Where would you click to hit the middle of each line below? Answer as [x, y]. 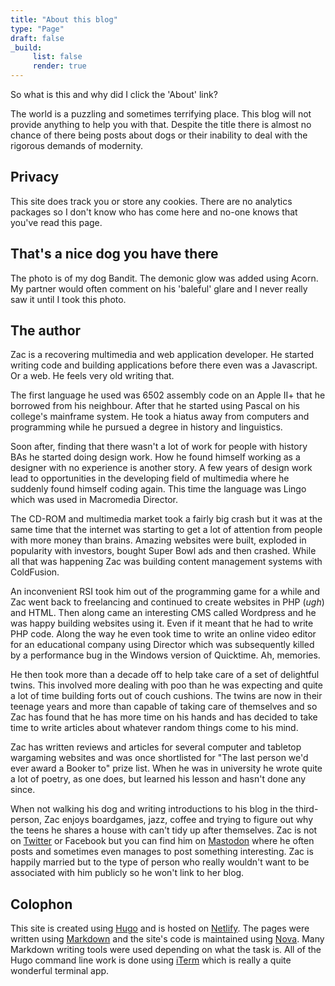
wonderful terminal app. [60, 971]
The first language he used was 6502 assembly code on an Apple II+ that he [168, 395]
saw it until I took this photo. [68, 299]
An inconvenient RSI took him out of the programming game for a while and [165, 592]
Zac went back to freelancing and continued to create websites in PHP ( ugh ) [167, 602]
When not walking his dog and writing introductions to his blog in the [152, 809]
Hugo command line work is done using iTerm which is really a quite [151, 960]
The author [46, 331]
